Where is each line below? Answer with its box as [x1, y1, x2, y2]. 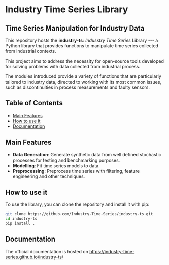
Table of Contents [5, 99, 63, 108]
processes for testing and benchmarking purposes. [12, 157, 120, 163]
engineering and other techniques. [12, 173, 85, 179]
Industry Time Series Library [5, 4, 128, 15]
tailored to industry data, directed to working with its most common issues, [5, 79, 161, 85]
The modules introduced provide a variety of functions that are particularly [5, 73, 161, 79]
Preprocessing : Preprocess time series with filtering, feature [12, 168, 140, 174]
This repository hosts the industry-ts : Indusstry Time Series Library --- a [5, 37, 158, 43]
